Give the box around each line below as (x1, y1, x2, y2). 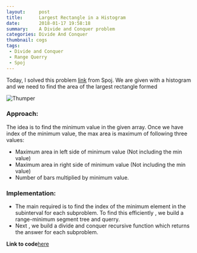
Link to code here (6, 240, 50, 248)
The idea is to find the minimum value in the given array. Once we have (6, 123, 184, 130)
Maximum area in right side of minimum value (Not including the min (15, 161, 186, 168)
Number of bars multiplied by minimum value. (15, 174, 129, 181)
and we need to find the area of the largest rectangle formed (6, 83, 158, 90)
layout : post (6, 8, 50, 15)
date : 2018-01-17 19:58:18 (6, 20, 91, 26)
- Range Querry (8, 54, 47, 60)
